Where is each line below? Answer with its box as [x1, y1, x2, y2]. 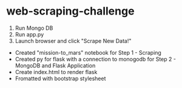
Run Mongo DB [15, 24, 53, 32]
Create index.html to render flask [15, 68, 98, 75]
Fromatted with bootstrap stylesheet [15, 75, 106, 82]
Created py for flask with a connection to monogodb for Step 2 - [15, 55, 176, 63]
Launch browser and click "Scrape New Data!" [15, 37, 132, 44]
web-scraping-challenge [6, 4, 135, 18]
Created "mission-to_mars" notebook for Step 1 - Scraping [15, 49, 162, 56]
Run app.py [15, 30, 44, 38]
